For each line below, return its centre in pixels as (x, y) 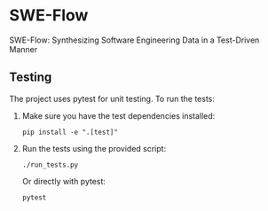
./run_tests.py (50, 165)
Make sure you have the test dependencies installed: (118, 115)
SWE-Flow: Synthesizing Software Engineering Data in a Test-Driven (134, 40)
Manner (24, 49)
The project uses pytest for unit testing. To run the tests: (112, 98)
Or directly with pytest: (64, 181)
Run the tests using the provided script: (94, 148)
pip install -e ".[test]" (70, 132)
